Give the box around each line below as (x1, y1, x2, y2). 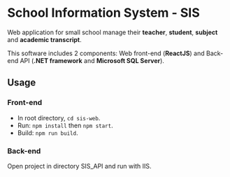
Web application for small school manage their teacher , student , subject (7, 28, 218, 36)
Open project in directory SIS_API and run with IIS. (7, 162, 152, 170)
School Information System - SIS (7, 5, 201, 21)
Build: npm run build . (17, 128, 78, 137)
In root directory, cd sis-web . (17, 113, 101, 122)
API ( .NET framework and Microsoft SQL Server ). (20, 56, 164, 64)
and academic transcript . (7, 35, 82, 43)
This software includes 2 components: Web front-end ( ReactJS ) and (7, 49, 205, 57)
